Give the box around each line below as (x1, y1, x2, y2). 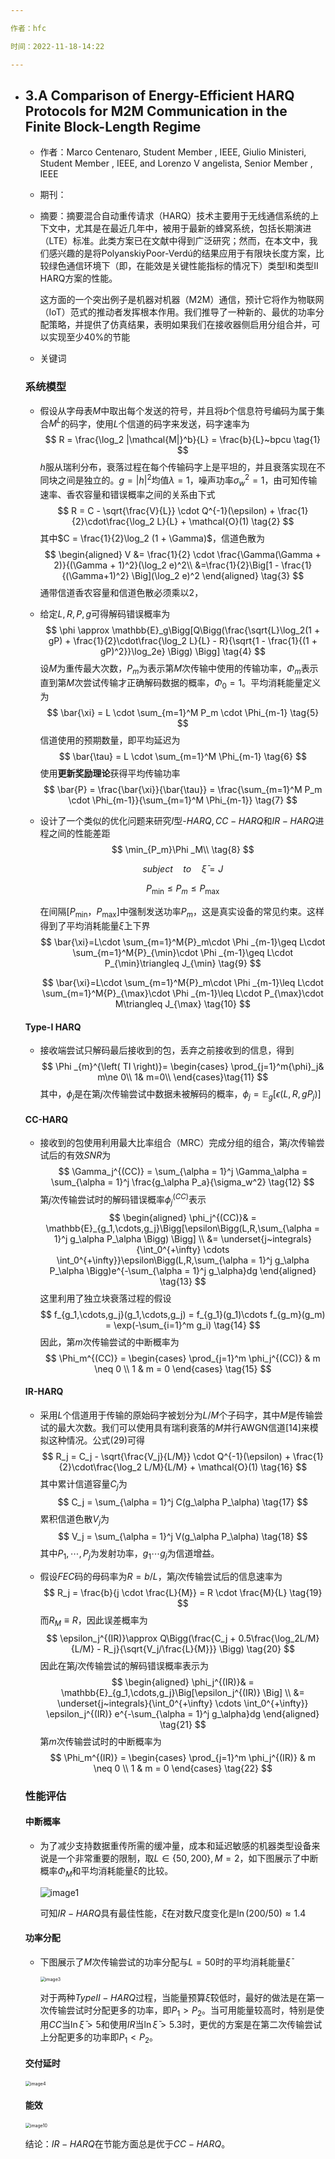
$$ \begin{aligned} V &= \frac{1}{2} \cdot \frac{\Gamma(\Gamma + (44, 548, 322, 560)
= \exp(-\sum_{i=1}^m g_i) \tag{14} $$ (104, 1319, 261, 1331)
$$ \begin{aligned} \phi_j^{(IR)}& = (111, 1676, 255, 1688)
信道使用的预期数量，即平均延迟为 (39, 734, 181, 746)
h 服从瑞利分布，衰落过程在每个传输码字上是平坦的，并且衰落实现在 (39, 461, 317, 473)
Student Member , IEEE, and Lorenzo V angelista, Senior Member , (39, 157, 313, 170)
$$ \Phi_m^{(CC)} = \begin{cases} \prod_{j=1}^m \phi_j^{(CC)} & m (44, 1352, 321, 1364)
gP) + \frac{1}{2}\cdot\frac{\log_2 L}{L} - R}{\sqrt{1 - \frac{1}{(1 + (48, 634, 318, 646)
